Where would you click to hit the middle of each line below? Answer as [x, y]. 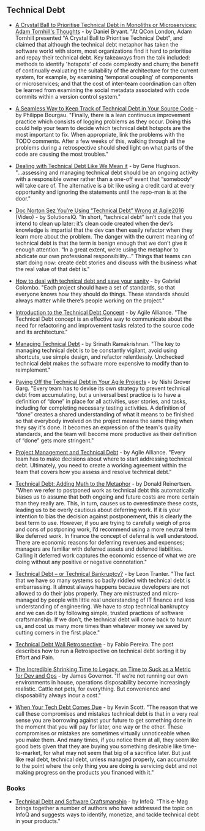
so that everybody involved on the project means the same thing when [104, 421]
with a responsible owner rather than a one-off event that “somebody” [104, 179]
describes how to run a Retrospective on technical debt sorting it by [101, 651]
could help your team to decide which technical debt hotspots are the [103, 128]
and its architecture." [42, 332]
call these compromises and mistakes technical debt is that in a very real [107, 713]
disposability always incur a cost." [58, 695]
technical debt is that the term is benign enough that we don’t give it [101, 243]
